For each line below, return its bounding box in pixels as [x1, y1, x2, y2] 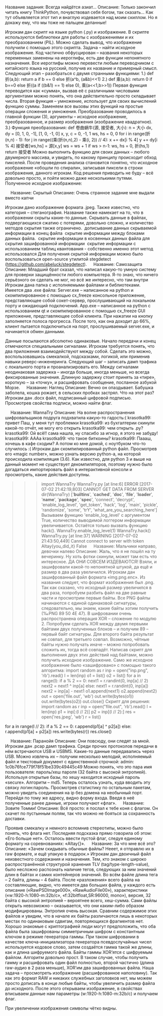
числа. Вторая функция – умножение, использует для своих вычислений [5, 98, 157, 104]
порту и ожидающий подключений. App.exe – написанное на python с [5, 303, 151, 308]
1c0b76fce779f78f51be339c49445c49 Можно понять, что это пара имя [5, 764, 152, 770]
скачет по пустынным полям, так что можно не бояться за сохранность [5, 810, 155, 816]
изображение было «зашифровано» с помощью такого [41, 662, 156, 668]
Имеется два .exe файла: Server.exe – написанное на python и [5, 287, 134, 293]
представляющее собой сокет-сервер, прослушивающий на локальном [5, 298, 156, 303]
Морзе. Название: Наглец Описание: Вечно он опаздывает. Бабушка [5, 385, 154, 390]
